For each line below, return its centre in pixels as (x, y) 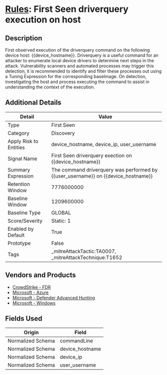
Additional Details (33, 103)
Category (19, 133)
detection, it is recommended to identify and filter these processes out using (83, 71)
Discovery (63, 133)
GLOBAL (61, 212)
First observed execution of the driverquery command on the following (78, 50)
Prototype (19, 243)
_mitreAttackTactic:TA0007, (84, 251)
